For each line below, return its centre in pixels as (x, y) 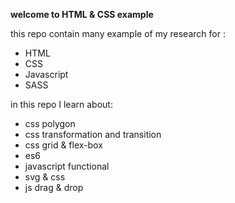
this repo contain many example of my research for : (118, 33)
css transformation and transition (93, 134)
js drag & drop (54, 187)
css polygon (50, 123)
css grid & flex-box (63, 145)
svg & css (45, 177)
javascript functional (67, 166)
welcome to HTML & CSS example (82, 14)
